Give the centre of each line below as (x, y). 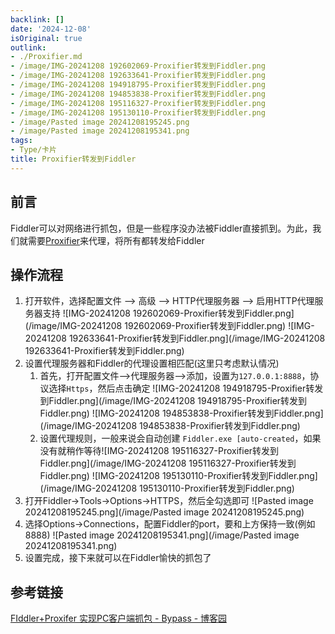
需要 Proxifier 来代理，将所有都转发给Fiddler (116, 240)
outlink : (28, 47)
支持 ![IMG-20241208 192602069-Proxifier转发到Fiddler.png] (168, 313)
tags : (21, 141)
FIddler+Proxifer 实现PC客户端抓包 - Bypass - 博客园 (119, 618)
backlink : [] (37, 19)
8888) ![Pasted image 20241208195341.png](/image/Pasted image (162, 535)
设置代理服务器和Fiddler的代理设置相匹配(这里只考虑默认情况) (152, 363)
